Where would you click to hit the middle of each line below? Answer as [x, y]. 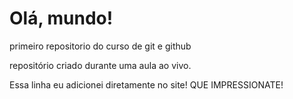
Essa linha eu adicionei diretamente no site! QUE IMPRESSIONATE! [146, 84]
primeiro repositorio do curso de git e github [100, 46]
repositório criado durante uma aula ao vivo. [100, 65]
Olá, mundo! [61, 18]
